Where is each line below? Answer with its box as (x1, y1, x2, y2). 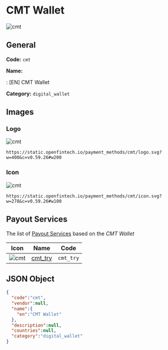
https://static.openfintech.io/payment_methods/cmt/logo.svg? (6, 150, 162, 156)
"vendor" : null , (11, 301, 49, 306)
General (6, 40, 37, 50)
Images (6, 107, 34, 117)
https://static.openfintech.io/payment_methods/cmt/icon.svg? (6, 193, 162, 199)
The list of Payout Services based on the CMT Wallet (6, 230, 134, 237)
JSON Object (6, 273, 55, 283)
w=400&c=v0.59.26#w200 (6, 154, 62, 161)
